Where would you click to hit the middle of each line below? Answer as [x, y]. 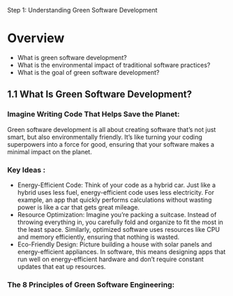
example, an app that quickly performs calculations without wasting [114, 200]
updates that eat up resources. [61, 266]
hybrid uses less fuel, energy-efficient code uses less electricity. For [116, 192]
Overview [36, 38]
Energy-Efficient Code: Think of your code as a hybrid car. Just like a [116, 185]
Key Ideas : [27, 170]
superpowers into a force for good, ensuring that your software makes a [111, 144]
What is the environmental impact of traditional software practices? [114, 65]
